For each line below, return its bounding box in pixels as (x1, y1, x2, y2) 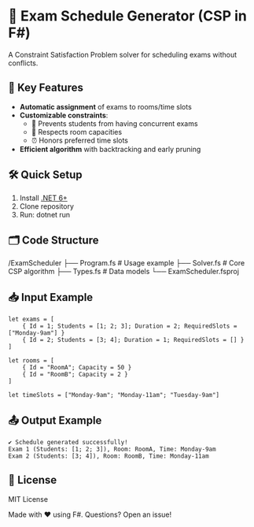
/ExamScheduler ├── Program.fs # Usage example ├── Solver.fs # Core (8, 258, 245, 268)
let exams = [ (8, 315, 55, 324)
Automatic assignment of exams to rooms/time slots (19, 102, 193, 111)
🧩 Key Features (8, 81, 84, 95)
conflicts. (8, 58, 39, 68)
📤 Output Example (8, 414, 102, 427)
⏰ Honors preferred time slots (31, 135, 128, 145)
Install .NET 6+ (19, 193, 68, 202)
